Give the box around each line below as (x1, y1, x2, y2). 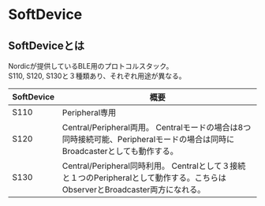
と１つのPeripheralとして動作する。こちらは (62, 172, 227, 183)
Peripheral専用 (62, 107, 117, 118)
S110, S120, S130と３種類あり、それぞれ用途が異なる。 (8, 71, 187, 81)
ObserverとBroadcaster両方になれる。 (62, 184, 206, 195)
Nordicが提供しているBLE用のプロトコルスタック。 (8, 62, 174, 70)
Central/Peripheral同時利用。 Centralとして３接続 (62, 160, 246, 171)
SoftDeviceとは (8, 39, 85, 52)
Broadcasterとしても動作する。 (62, 146, 179, 156)
